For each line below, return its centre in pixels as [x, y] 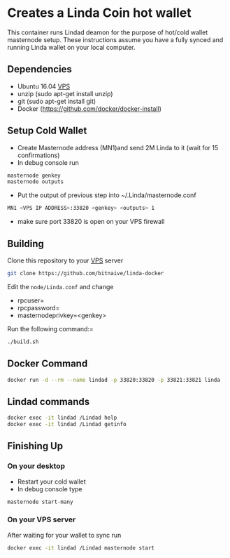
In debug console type [50, 489]
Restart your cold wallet [51, 481]
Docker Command [48, 364]
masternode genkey [34, 175]
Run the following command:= [51, 328]
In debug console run [48, 162]
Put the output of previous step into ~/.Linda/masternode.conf [107, 195]
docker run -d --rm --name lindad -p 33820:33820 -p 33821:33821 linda [114, 380]
